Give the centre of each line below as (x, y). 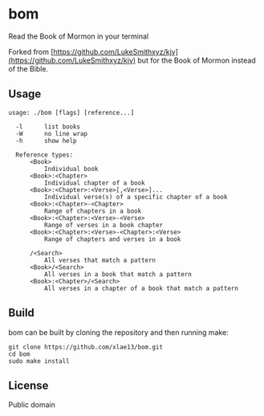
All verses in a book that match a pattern (118, 274)
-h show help (47, 141)
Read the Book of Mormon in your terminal (79, 36)
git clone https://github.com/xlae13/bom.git (85, 347)
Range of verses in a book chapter (103, 225)
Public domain (32, 405)
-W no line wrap (52, 133)
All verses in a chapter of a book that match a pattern (141, 288)
